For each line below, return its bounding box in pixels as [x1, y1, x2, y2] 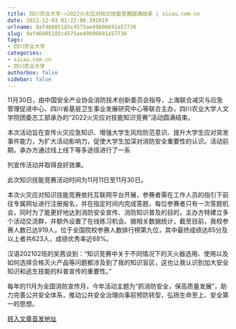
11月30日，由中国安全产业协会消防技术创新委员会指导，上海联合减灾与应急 [7, 96, 223, 104]
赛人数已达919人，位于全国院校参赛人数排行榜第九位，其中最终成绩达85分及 [7, 226, 228, 234]
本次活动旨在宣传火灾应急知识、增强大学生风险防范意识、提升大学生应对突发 [7, 128, 229, 137]
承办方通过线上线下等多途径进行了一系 [19, 146, 131, 155]
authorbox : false [7, 69, 58, 76]
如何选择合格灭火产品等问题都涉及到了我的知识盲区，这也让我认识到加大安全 [7, 258, 229, 267]
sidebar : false [7, 75, 52, 83]
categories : [7, 50, 42, 57]
